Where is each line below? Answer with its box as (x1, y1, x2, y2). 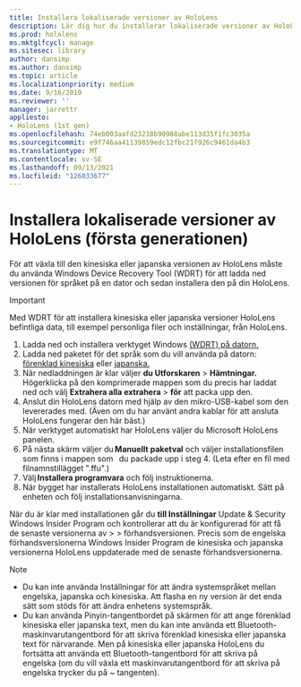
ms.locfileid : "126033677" (9, 171, 110, 180)
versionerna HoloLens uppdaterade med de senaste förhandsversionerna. (9, 547, 283, 558)
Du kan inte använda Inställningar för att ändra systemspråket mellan (21, 581, 276, 592)
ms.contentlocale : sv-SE (9, 154, 102, 164)
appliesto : (9, 113, 50, 122)
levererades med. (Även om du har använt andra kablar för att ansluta (21, 406, 279, 416)
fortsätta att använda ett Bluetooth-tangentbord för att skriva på (21, 648, 258, 659)
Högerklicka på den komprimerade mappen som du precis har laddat (21, 377, 277, 388)
